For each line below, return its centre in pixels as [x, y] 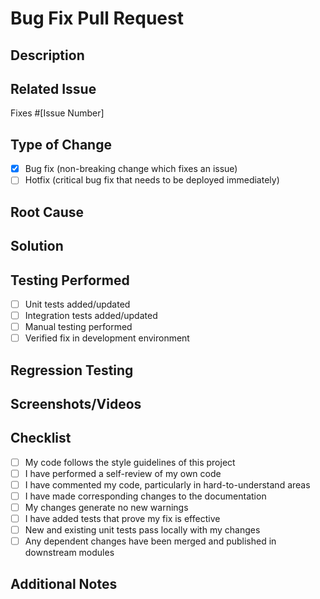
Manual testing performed [78, 327]
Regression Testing [72, 370]
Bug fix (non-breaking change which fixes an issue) [131, 169]
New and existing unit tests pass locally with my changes [142, 530]
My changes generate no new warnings [106, 508]
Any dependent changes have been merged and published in [150, 541]
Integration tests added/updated [91, 315]
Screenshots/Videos [76, 403]
